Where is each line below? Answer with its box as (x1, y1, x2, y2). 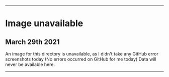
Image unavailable (5, 18, 83, 29)
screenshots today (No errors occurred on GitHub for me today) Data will (5, 56, 157, 62)
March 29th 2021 (5, 37, 60, 46)
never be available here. (5, 61, 55, 67)
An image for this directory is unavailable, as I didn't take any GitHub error (5, 51, 158, 56)
